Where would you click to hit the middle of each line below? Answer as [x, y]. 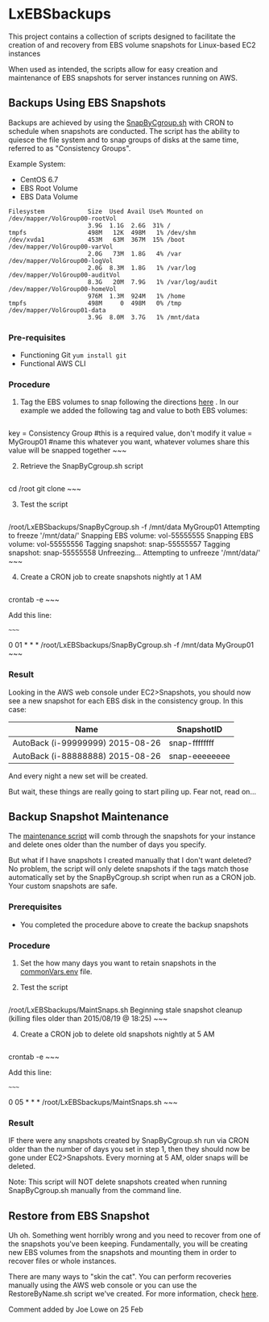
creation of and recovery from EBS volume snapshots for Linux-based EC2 [132, 44]
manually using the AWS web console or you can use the [103, 1285]
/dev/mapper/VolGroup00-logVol [61, 261]
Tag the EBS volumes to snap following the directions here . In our [129, 402]
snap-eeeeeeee [200, 756]
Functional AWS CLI [53, 364]
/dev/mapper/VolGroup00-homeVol [62, 289]
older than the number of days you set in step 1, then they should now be [129, 1149]
